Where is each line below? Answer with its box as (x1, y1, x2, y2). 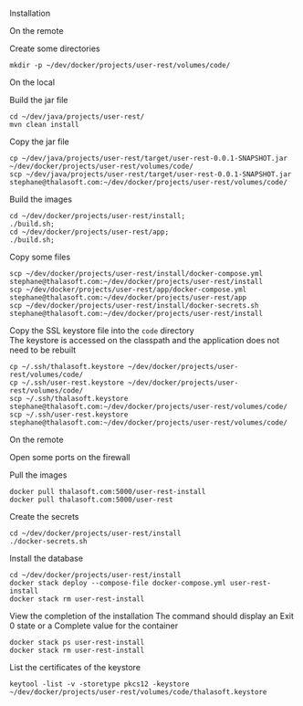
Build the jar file (9, 95, 68, 105)
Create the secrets (9, 511, 79, 522)
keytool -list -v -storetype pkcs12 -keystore (9, 680, 190, 689)
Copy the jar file (9, 136, 70, 147)
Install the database (9, 553, 84, 564)
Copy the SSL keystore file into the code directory (9, 325, 194, 336)
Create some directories (9, 43, 100, 54)
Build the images (9, 194, 73, 205)
